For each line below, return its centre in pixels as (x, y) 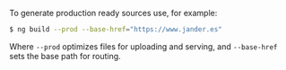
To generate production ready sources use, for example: (113, 13)
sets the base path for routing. (65, 56)
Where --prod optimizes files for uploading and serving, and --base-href (143, 46)
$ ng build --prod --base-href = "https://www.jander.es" (116, 30)
